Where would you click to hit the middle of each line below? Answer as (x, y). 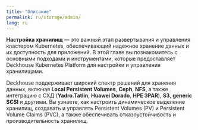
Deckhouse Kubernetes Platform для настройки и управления (83, 65)
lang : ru (17, 23)
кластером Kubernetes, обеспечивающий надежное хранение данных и (98, 46)
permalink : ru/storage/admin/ (44, 17)
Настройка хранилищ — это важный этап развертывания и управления (98, 40)
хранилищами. (25, 72)
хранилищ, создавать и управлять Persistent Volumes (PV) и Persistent (95, 109)
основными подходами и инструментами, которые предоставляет (91, 59)
